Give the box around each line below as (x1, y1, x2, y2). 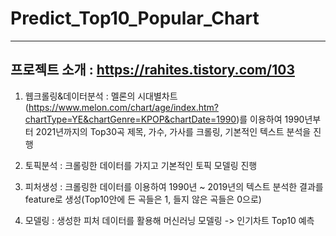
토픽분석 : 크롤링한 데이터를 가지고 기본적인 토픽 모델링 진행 (24, 159, 258, 171)
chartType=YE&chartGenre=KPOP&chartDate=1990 (24, 113, 237, 125)
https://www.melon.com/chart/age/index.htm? (28, 101, 219, 113)
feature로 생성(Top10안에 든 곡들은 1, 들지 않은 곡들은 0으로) (24, 193, 262, 205)
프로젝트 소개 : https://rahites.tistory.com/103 (10, 62, 295, 79)
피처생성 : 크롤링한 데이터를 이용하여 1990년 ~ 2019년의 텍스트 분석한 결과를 (24, 180, 324, 192)
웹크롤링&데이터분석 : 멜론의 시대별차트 (24, 90, 178, 102)
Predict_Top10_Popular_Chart (10, 7, 260, 30)
